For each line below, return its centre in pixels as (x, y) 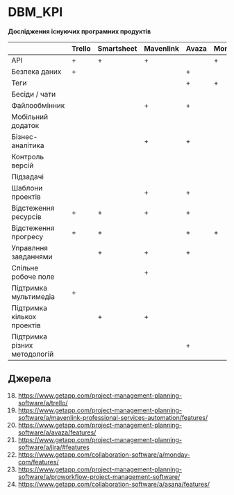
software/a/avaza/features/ (57, 432)
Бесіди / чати (34, 94)
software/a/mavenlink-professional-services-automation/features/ (112, 417)
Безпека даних (36, 72)
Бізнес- (25, 136)
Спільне (25, 268)
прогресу (27, 236)
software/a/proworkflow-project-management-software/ (99, 476)
